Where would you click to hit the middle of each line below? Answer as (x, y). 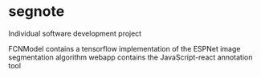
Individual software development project (75, 33)
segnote (37, 12)
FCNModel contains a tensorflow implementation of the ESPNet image (124, 48)
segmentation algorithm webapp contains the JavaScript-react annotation (130, 57)
